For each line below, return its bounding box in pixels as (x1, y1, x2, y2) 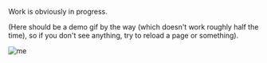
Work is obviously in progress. (8, 7, 108, 16)
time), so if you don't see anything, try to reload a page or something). (8, 31, 239, 40)
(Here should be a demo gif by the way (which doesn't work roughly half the (8, 22, 259, 31)
